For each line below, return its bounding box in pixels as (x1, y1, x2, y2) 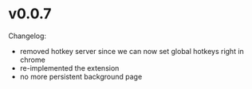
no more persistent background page (19, 72, 143, 81)
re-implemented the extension (19, 63, 120, 72)
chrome (19, 55, 45, 64)
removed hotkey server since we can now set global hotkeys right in (19, 46, 245, 56)
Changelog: (8, 31, 46, 41)
